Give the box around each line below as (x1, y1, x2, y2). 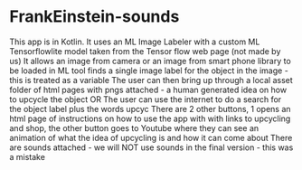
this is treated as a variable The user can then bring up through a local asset (9, 74, 294, 85)
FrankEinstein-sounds (9, 6, 180, 27)
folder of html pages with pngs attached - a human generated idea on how (9, 84, 288, 95)
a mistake (9, 151, 45, 162)
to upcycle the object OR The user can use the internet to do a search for (9, 93, 282, 105)
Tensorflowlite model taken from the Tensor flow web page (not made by (9, 45, 281, 56)
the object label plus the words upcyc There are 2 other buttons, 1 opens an (9, 103, 291, 114)
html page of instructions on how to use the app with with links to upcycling (9, 113, 291, 124)
